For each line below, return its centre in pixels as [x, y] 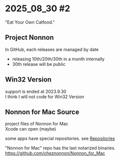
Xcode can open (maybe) [31, 129]
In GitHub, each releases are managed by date [52, 49]
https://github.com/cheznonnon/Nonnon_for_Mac [55, 153]
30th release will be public [39, 64]
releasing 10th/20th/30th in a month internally [58, 59]
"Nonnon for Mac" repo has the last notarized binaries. [60, 148]
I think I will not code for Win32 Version [45, 97]
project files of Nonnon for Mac [37, 124]
